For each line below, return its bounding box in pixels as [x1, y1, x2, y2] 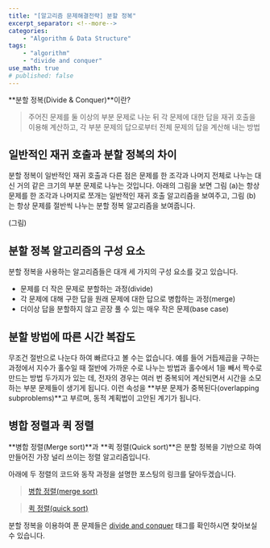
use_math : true [8, 64, 60, 73]
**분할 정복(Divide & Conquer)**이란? [8, 94, 131, 105]
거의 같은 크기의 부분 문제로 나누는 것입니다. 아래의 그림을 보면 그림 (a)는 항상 [16, 181, 260, 190]
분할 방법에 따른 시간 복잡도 [8, 330, 135, 343]
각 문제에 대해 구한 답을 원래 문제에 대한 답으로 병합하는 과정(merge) [19, 294, 236, 304]
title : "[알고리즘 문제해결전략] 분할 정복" [8, 11, 137, 20]
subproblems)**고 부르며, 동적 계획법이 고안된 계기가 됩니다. [8, 393, 201, 403]
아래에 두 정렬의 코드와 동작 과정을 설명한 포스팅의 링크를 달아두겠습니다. [8, 469, 236, 479]
